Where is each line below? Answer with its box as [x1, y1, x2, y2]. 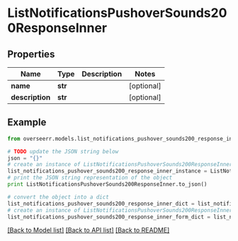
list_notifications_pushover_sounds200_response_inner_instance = [7, 167, 208, 175]
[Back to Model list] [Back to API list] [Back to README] [7, 226, 170, 235]
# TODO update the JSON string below [7, 148, 119, 155]
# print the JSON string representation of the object [7, 175, 173, 182]
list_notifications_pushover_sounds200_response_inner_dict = [7, 200, 195, 207]
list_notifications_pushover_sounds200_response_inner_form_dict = [7, 213, 211, 221]
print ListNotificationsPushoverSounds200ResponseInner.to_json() [7, 181, 208, 188]
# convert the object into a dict [7, 193, 110, 201]
